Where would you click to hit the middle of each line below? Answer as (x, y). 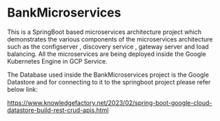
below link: (22, 89)
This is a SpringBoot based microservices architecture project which (104, 32)
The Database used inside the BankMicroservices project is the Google (108, 75)
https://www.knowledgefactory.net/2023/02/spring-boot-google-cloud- (110, 102)
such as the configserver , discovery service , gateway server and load (108, 46)
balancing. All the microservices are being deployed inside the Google (107, 54)
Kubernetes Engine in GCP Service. (58, 61)
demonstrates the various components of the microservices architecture (110, 39)
